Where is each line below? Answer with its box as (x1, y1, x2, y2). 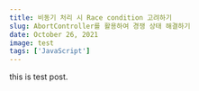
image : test (9, 38, 54, 48)
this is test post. (9, 71, 68, 82)
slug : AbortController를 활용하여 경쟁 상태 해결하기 (9, 22, 191, 31)
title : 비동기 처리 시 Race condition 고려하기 (9, 13, 173, 23)
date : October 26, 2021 (9, 30, 99, 39)
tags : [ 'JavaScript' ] (9, 47, 91, 56)
